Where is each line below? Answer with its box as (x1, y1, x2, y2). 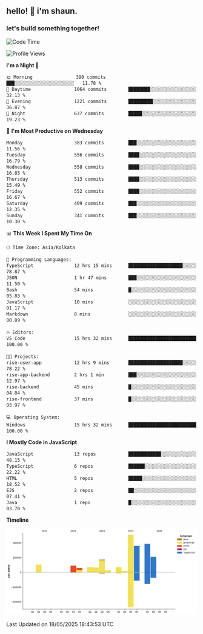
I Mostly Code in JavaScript (6, 438, 78, 446)
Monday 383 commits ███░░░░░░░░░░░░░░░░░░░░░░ (6, 140, 197, 146)
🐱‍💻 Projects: (6, 353, 39, 360)
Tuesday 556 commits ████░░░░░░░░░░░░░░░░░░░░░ (6, 152, 197, 158)
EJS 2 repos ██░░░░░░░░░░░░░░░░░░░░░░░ (6, 487, 197, 493)
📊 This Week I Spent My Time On (6, 229, 92, 237)
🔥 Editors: (6, 329, 35, 336)
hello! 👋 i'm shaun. (6, 6, 78, 16)
